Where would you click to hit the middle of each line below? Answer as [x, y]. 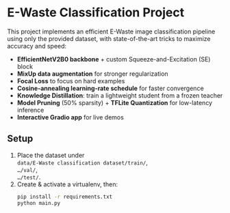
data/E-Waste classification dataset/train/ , [82, 162]
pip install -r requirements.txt [65, 197]
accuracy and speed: [37, 46]
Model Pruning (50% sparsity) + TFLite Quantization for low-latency [115, 102]
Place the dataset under [51, 155]
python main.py [39, 203]
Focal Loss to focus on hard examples [71, 81]
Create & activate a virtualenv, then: [67, 184]
